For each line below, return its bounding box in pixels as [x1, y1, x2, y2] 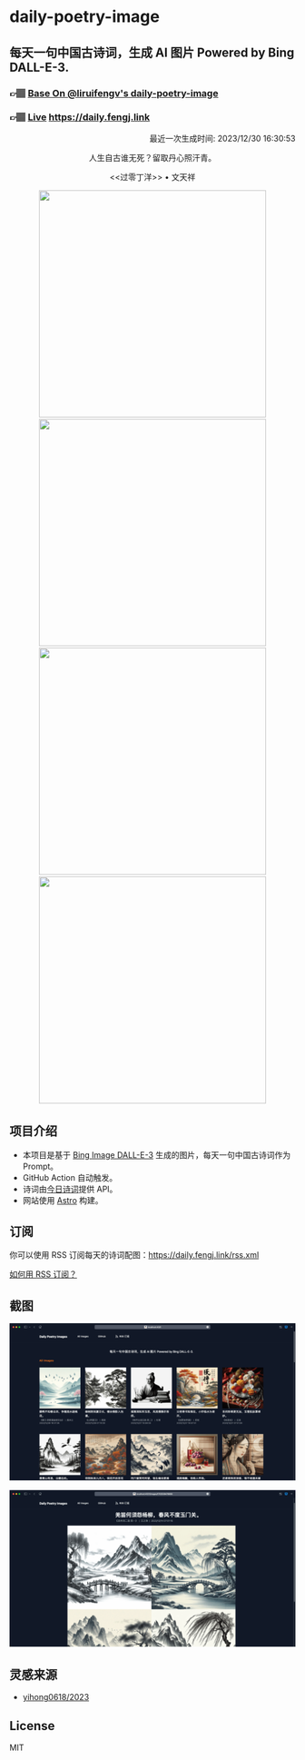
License [9, 1718, 55, 1734]
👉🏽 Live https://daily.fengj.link [9, 111, 151, 124]
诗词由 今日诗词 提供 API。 [22, 1183, 118, 1194]
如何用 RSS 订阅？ [9, 1269, 77, 1280]
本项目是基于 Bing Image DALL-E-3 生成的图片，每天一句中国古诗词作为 [22, 1149, 291, 1160]
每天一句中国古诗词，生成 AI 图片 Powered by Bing [9, 44, 295, 60]
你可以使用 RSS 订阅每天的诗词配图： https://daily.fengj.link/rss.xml [9, 1250, 260, 1261]
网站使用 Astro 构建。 [22, 1194, 103, 1205]
